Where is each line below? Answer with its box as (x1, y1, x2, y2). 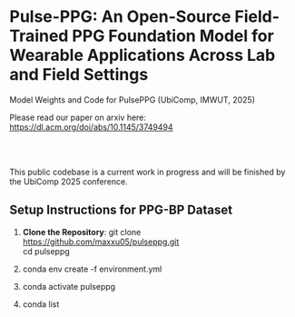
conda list (22, 298, 60, 310)
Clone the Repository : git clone (22, 226, 142, 237)
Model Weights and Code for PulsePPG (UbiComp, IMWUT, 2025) (9, 94, 256, 105)
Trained (9, 25, 69, 46)
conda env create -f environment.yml (22, 263, 162, 274)
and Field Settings (9, 64, 149, 85)
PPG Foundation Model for (72, 25, 274, 46)
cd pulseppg (22, 245, 70, 256)
